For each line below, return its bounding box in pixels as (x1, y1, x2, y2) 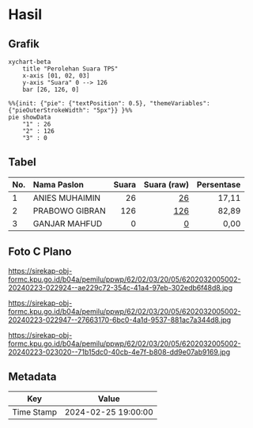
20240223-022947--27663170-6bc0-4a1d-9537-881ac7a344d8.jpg (8, 315, 232, 324)
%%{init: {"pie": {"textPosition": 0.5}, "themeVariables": (8, 100, 211, 108)
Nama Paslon (32, 179, 85, 190)
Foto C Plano (8, 245, 72, 259)
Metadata (8, 370, 57, 384)
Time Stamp (12, 407, 58, 418)
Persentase (196, 179, 241, 190)
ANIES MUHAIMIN (32, 192, 101, 203)
